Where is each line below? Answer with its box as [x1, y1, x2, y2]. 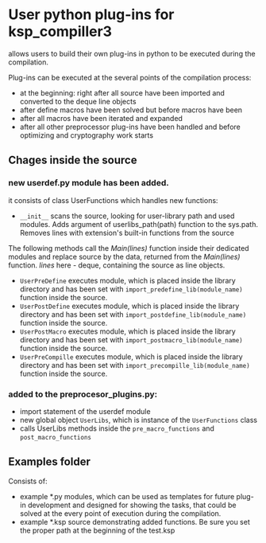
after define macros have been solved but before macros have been [19, 105, 243, 115]
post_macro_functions [19, 433, 91, 441]
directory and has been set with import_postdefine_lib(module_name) [19, 309, 247, 319]
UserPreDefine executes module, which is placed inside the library [19, 275, 236, 285]
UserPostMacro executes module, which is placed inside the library [19, 326, 236, 336]
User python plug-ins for [8, 6, 175, 24]
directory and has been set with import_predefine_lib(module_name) [19, 284, 244, 294]
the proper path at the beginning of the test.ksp [19, 525, 175, 535]
